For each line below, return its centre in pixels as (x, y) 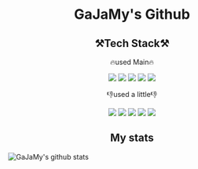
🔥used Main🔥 (132, 62)
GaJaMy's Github (132, 14)
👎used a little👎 (132, 94)
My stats (132, 138)
